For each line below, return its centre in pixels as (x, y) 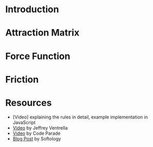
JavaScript (24, 122)
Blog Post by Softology (37, 138)
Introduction (32, 9)
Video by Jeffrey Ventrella (40, 128)
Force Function (38, 56)
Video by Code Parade (36, 133)
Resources (29, 103)
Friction (22, 79)
